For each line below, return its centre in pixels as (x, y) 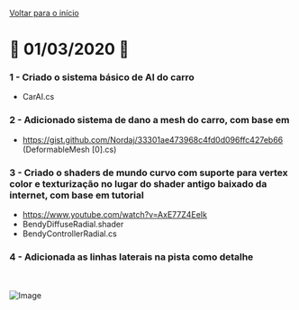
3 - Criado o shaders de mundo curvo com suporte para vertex (149, 173)
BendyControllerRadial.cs (69, 234)
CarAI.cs (38, 97)
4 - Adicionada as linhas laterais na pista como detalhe (131, 257)
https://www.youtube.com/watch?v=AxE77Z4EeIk (115, 215)
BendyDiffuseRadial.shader (73, 225)
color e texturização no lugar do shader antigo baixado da (138, 183)
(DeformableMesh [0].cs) (69, 149)
